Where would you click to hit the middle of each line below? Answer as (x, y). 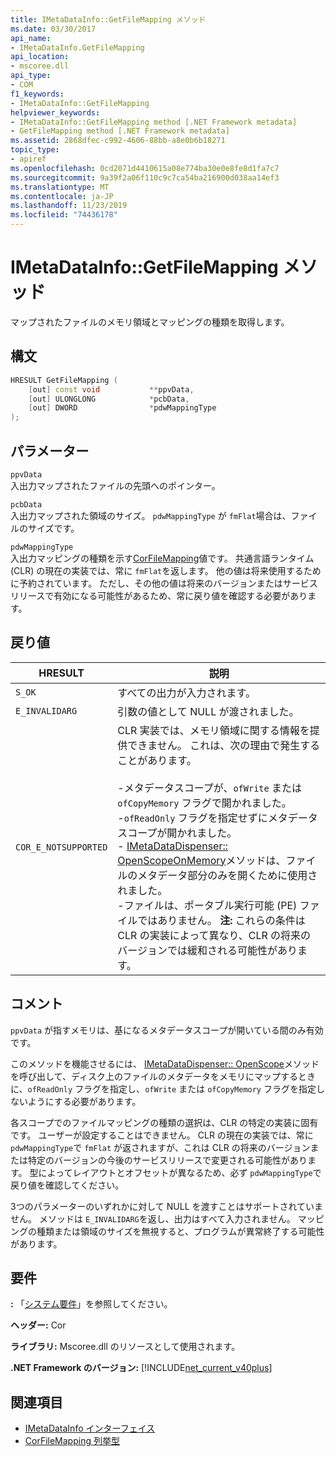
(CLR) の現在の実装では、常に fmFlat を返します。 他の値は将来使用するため (166, 570)
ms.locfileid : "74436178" (64, 215)
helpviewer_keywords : (55, 112)
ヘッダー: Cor (38, 1325)
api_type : (31, 76)
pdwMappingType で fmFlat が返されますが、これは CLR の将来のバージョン (160, 1147)
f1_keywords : (37, 94)
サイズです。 (53, 528)
